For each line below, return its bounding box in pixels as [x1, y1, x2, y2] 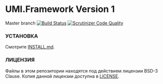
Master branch [5, 20, 36, 26]
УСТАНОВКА [5, 32, 39, 39]
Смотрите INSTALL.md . [5, 44, 55, 50]
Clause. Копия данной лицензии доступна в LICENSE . [5, 73, 120, 79]
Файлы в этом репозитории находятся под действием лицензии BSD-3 [5, 67, 158, 73]
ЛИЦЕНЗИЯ [5, 56, 35, 63]
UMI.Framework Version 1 [5, 3, 115, 15]
